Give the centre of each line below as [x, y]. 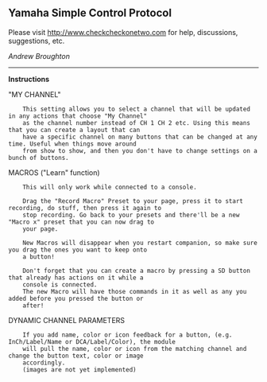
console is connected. [60, 285]
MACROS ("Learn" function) [54, 172]
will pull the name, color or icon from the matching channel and [135, 349]
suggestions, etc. [37, 41]
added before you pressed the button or [76, 298]
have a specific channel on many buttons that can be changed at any [140, 137]
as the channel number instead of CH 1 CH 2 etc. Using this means [136, 123]
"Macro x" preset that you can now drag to [81, 222]
